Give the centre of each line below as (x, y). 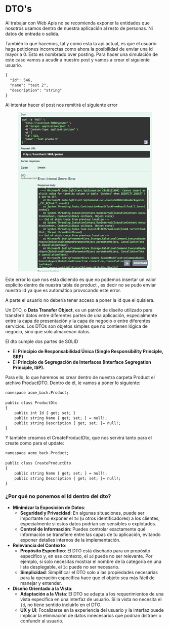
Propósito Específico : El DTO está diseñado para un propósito (85, 551)
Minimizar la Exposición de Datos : (49, 507)
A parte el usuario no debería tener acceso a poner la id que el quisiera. (80, 300)
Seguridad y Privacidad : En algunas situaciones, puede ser (82, 513)
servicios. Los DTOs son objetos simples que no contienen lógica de (77, 326)
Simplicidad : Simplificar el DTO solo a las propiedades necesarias (89, 572)
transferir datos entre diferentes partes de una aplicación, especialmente (81, 316)
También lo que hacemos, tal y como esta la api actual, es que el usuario (81, 43)
